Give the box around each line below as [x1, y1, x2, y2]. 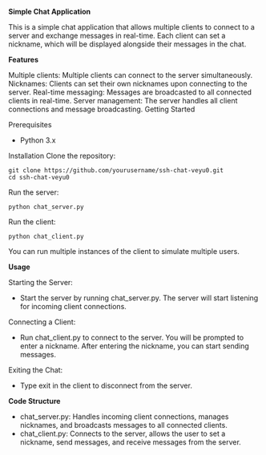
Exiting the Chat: [8, 365, 63, 375]
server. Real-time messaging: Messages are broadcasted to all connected [8, 87, 252, 97]
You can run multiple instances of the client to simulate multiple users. [8, 247, 240, 256]
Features [8, 55, 38, 64]
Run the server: [8, 187, 59, 197]
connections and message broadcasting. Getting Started [8, 104, 195, 114]
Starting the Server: [8, 278, 74, 287]
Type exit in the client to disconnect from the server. [19, 381, 192, 390]
